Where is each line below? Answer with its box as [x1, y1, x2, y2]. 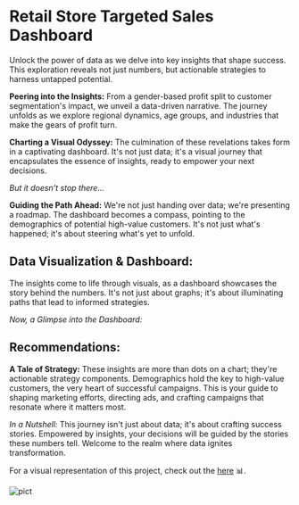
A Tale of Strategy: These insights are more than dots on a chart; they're [9, 363, 278, 374]
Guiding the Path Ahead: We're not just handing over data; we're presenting [9, 199, 290, 211]
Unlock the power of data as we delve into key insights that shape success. [9, 54, 287, 65]
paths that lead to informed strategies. [9, 296, 150, 307]
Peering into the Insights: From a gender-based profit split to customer [9, 91, 272, 102]
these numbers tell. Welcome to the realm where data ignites [9, 437, 233, 448]
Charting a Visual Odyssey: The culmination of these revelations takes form [9, 137, 291, 147]
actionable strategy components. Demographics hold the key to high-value [9, 373, 285, 384]
